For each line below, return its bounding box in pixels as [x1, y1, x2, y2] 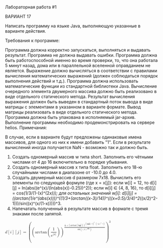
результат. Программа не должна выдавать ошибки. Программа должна [5, 52, 157, 58]
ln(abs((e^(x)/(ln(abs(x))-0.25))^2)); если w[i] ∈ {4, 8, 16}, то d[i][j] [21, 185, 156, 191]
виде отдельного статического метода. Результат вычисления [5, 94, 135, 99]
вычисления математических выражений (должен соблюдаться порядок [5, 73, 158, 78]
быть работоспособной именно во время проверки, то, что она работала [5, 57, 158, 63]
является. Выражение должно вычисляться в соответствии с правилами [5, 68, 157, 74]
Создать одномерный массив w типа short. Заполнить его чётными [12, 154, 153, 160]
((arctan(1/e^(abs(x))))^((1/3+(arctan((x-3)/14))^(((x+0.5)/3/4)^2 [12, 195, 140, 201]
